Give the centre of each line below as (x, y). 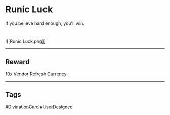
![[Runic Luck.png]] (25, 41)
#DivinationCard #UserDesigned (39, 107)
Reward (18, 62)
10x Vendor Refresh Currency (36, 74)
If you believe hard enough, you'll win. (45, 23)
